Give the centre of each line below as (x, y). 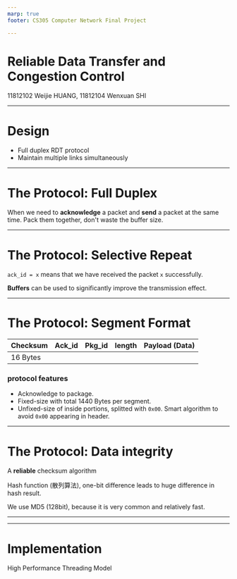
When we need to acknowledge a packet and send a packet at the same (113, 213)
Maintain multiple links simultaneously (73, 158)
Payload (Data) (169, 346)
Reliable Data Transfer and (86, 61)
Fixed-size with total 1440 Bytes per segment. (84, 401)
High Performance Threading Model (60, 568)
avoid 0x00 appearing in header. (63, 416)
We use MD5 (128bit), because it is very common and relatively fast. (107, 507)
